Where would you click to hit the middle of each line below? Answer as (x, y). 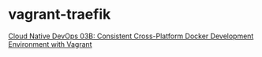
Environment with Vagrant (50, 44)
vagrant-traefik (60, 14)
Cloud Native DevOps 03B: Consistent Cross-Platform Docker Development (131, 36)
